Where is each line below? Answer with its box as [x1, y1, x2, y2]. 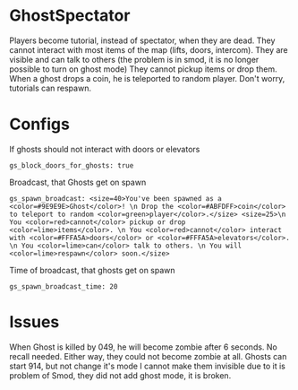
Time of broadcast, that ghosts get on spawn [9, 264, 176, 275]
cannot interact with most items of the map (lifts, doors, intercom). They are [9, 44, 288, 55]
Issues [9, 312, 60, 333]
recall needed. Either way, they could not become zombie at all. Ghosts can [9, 351, 287, 361]
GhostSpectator [9, 5, 131, 26]
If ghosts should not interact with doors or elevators [9, 143, 200, 154]
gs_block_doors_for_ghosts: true [9, 160, 134, 170]
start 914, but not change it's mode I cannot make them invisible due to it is [9, 360, 286, 371]
